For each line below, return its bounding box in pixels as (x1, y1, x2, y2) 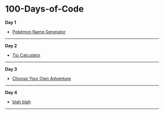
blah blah (12, 98, 31, 105)
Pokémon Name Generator (12, 29, 66, 34)
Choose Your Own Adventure (12, 75, 71, 81)
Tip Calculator (12, 52, 41, 58)
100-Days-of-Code (5, 3, 84, 15)
